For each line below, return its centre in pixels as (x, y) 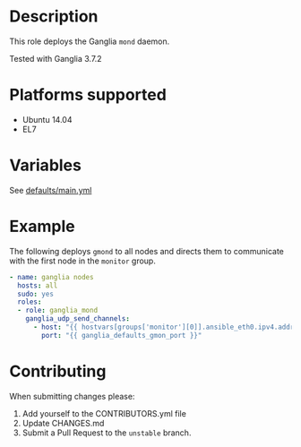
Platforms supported (88, 95)
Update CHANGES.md (63, 423)
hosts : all (38, 285)
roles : (30, 302)
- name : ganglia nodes (52, 277)
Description (54, 17)
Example (42, 227)
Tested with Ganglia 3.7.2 (56, 58)
